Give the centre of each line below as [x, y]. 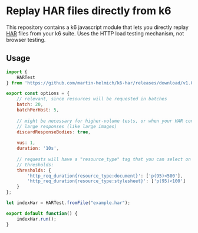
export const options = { [38, 93]
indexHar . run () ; [37, 219]
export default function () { [42, 214]
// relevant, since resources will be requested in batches [92, 99]
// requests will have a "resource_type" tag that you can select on [104, 159]
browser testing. [26, 40]
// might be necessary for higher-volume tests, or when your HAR [100, 121]
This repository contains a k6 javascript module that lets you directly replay [97, 27]
